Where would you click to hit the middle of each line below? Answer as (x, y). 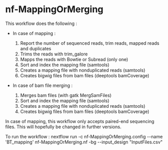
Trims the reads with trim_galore (54, 54)
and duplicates (36, 48)
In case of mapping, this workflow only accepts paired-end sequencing (80, 121)
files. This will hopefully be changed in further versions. (63, 127)
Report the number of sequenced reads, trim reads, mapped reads (90, 43)
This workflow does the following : (41, 23)
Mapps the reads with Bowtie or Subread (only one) (74, 59)
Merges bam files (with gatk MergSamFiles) (66, 95)
